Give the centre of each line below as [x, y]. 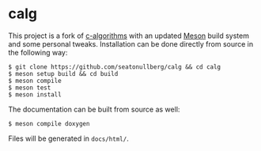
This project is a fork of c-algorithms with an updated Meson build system [129, 36]
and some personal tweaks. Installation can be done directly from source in [131, 43]
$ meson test [30, 88]
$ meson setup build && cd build [63, 74]
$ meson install [35, 94]
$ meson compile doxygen [49, 123]
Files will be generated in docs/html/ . [68, 138]
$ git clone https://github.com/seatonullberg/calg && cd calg [115, 67]
